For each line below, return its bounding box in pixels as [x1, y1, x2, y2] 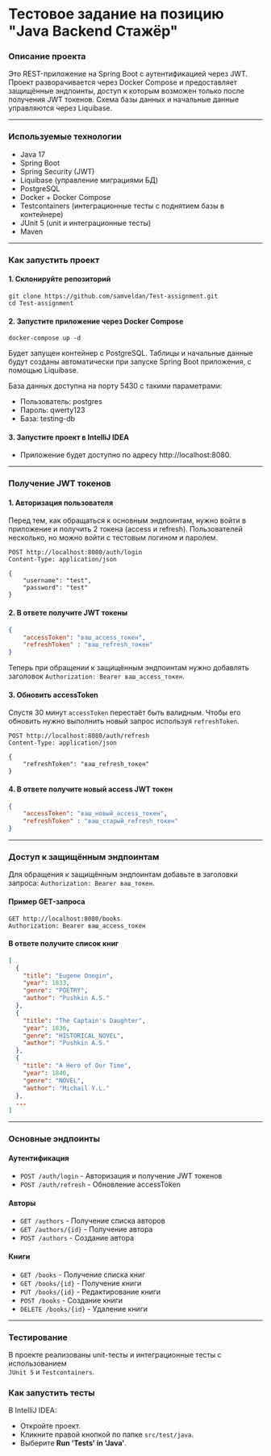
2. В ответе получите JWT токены [8, 608, 127, 618]
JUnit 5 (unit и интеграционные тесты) [19, 218, 152, 227]
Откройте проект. [19, 1421, 81, 1431]
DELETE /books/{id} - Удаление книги [19, 1304, 148, 1313]
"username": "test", [23, 577, 92, 585]
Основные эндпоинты [8, 1133, 101, 1145]
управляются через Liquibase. [8, 103, 113, 113]
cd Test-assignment [8, 299, 74, 307]
